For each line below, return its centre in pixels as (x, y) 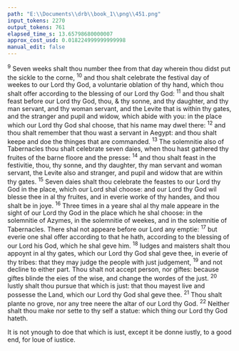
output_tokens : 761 (36, 27)
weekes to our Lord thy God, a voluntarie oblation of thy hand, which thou (116, 85)
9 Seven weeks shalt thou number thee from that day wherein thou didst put (119, 68)
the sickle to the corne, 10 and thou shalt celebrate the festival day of (108, 77)
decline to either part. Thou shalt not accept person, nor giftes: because (113, 269)
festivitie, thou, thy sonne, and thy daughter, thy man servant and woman (115, 165)
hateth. (18, 318)
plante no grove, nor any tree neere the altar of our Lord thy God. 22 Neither (118, 303)
